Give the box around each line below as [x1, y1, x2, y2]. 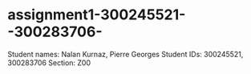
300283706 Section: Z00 [7, 58, 91, 68]
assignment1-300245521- [7, 6, 186, 24]
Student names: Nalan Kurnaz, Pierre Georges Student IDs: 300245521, [7, 49, 244, 59]
